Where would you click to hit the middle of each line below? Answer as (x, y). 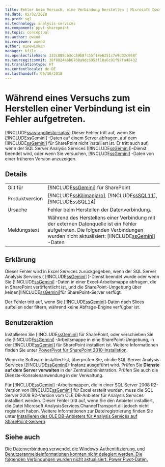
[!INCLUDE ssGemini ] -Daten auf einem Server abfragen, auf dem (71, 138)
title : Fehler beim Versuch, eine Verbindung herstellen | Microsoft (78, 10)
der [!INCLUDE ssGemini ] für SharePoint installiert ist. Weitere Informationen (82, 345)
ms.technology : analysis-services (41, 23)
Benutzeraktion (29, 323)
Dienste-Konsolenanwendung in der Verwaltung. (54, 375)
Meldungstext (23, 230)
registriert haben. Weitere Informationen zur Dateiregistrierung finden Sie (79, 411)
